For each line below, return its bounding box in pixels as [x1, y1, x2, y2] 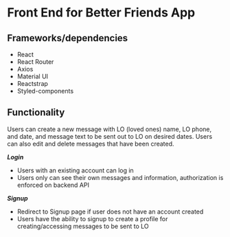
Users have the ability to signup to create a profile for [16, 214, 168, 223]
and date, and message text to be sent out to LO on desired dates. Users [7, 132, 213, 140]
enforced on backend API [16, 181, 89, 189]
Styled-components [16, 87, 74, 95]
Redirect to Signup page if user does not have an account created [16, 207, 204, 216]
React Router [16, 58, 54, 66]
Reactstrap [16, 80, 48, 87]
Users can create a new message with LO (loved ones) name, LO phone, [7, 125, 211, 133]
